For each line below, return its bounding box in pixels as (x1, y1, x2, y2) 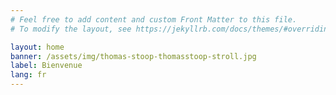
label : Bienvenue (10, 61, 83, 71)
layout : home (10, 42, 65, 52)
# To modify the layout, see (10, 24, 132, 34)
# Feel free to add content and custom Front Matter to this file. (10, 14, 298, 25)
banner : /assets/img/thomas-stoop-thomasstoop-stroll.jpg (10, 51, 257, 61)
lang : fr (10, 70, 47, 80)
